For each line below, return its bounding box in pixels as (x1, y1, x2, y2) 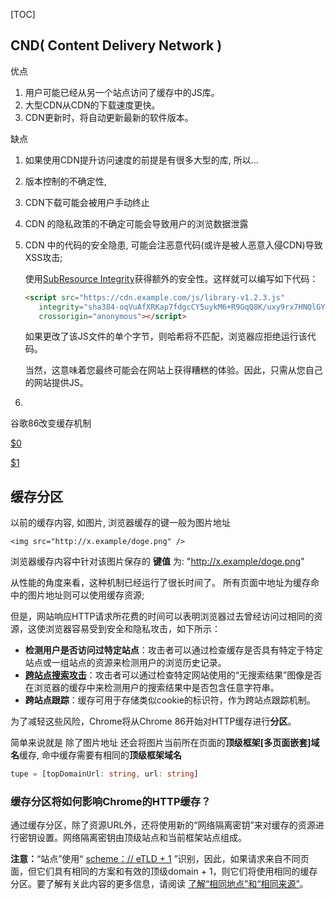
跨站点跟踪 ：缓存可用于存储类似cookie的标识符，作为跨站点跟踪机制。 (24, 694, 316, 706)
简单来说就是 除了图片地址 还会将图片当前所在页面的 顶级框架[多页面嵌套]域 (10, 737, 320, 749)
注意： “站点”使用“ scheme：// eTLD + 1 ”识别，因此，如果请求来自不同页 (10, 853, 310, 865)
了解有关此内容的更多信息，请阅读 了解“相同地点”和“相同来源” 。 (44, 878, 309, 890)
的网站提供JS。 (24, 377, 89, 389)
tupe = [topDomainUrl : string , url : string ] (10, 769, 199, 779)
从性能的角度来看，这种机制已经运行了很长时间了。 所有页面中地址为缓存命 (10, 577, 320, 589)
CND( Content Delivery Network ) (10, 37, 223, 54)
